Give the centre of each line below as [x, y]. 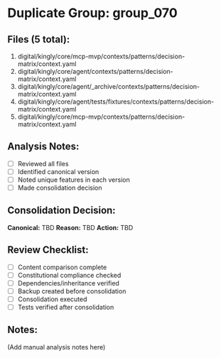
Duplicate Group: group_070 [92, 13]
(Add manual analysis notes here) [56, 347]
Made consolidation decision [60, 188]
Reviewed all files [43, 163]
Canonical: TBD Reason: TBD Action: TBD [70, 227]
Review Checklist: [48, 250]
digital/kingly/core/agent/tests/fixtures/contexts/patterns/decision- [116, 102]
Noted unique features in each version [74, 180]
